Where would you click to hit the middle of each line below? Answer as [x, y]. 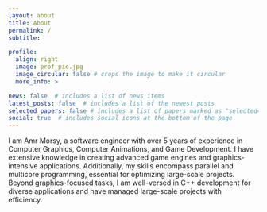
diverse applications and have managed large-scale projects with [115, 191]
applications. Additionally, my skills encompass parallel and [137, 166]
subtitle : [25, 38]
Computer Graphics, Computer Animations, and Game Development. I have [131, 149]
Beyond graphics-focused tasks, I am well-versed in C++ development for [130, 183]
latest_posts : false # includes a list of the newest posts [112, 103]
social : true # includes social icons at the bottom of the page [120, 118]
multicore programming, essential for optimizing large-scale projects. [122, 175]
